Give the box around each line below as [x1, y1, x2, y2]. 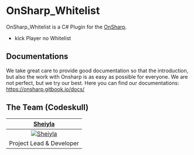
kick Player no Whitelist [14, 34, 72, 41]
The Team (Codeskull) [6, 103, 89, 112]
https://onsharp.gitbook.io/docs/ [6, 86, 85, 93]
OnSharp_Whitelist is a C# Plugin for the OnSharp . [6, 23, 127, 30]
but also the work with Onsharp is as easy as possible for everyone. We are [6, 73, 188, 80]
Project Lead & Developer [9, 139, 79, 147]
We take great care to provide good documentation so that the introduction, [6, 67, 189, 74]
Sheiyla [33, 119, 55, 128]
